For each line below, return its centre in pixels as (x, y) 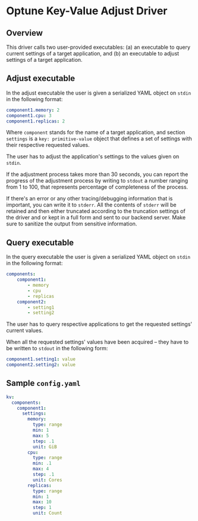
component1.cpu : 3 (29, 115)
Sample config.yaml (43, 383)
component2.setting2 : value (41, 365)
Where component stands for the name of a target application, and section (96, 133)
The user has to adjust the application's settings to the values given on (93, 156)
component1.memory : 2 (33, 110)
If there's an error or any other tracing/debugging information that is (89, 199)
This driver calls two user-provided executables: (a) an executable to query (98, 47)
